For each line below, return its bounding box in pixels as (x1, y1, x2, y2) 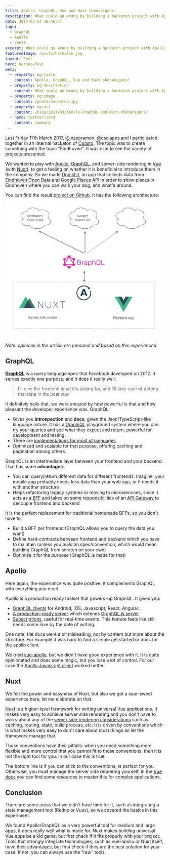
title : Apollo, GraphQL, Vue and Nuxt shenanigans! (5, 8, 116, 13)
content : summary (14, 120, 51, 126)
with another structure (12, 484, 59, 490)
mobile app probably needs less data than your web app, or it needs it (12, 478, 159, 484)
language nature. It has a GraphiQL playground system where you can (12, 421, 159, 427)
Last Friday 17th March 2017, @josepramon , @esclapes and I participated (5, 135, 158, 141)
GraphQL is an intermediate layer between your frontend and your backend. (5, 458, 163, 464)
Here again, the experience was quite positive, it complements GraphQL (5, 580, 155, 586)
